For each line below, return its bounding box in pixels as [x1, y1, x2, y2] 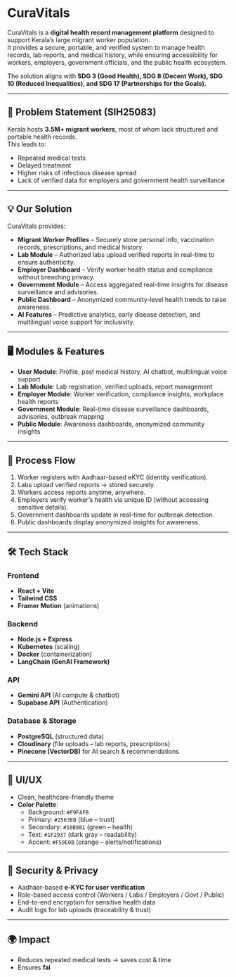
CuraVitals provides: [7, 222, 66, 230]
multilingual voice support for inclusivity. [17, 317, 135, 326]
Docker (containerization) [17, 650, 93, 659]
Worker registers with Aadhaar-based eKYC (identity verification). [17, 473, 209, 481]
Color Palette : [17, 800, 58, 809]
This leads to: [7, 139, 47, 149]
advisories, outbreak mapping [17, 412, 104, 421]
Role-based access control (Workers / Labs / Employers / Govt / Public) [17, 890, 225, 899]
